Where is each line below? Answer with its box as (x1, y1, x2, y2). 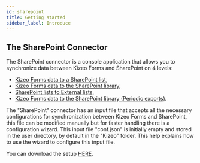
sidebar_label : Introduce (6, 20, 71, 26)
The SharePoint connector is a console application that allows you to (6, 58, 175, 65)
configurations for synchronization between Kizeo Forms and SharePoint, (6, 113, 187, 120)
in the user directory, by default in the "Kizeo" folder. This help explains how (6, 132, 195, 140)
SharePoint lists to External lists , (14, 89, 95, 96)
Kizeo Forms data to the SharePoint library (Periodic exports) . (14, 95, 167, 102)
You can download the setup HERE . (6, 150, 94, 158)
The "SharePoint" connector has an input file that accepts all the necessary (6, 107, 192, 114)
